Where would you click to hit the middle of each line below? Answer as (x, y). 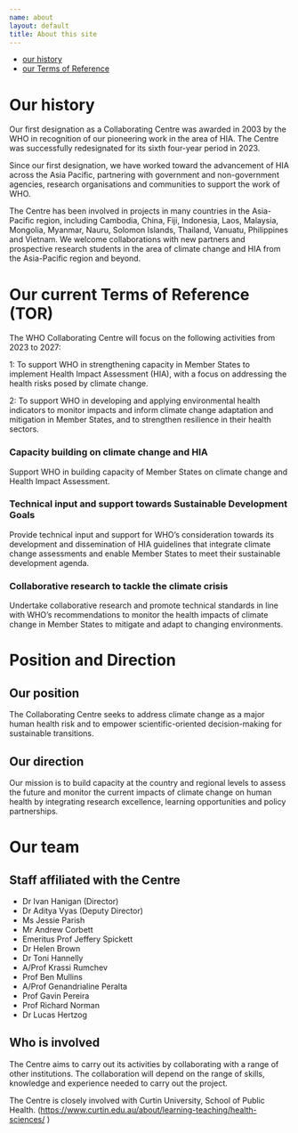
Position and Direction (93, 660)
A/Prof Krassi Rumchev (65, 967)
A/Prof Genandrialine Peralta (74, 986)
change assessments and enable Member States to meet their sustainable (145, 554)
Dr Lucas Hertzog (54, 1015)
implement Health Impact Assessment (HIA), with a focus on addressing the (148, 374)
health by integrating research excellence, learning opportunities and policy (148, 801)
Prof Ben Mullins (52, 976)
